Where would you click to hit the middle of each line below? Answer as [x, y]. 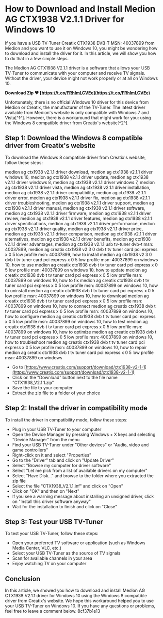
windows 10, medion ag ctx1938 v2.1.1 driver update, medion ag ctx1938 [77, 177]
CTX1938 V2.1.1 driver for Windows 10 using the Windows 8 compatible [76, 596]
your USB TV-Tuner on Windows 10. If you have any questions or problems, [80, 606]
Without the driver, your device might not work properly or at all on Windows [81, 78]
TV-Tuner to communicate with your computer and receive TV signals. [75, 73]
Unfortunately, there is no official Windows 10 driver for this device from [77, 102]
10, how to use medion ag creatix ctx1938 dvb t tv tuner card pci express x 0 [81, 265]
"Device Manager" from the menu [46, 439]
